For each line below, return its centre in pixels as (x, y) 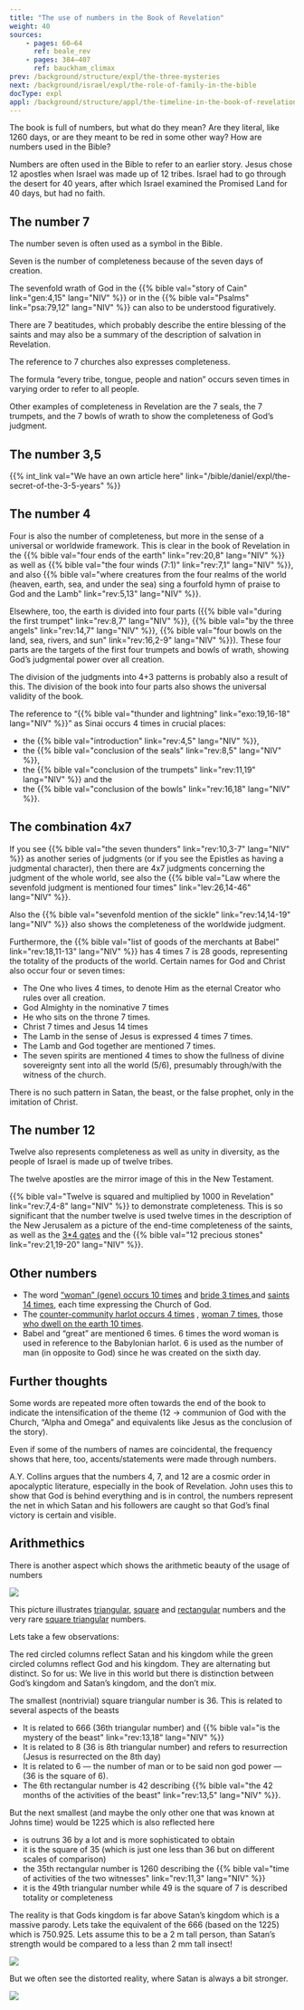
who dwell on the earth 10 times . (83, 1324)
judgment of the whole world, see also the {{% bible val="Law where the (145, 877)
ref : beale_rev (62, 52)
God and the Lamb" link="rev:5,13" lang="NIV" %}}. (105, 593)
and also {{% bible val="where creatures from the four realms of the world (148, 574)
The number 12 (52, 1130)
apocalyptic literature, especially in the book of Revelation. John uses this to (152, 1487)
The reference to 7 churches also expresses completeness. (120, 362)
